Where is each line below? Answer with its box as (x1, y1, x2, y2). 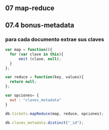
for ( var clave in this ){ (9, 52, 64, 57)
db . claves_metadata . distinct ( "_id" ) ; (5, 120, 84, 125)
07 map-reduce (5, 4, 55, 12)
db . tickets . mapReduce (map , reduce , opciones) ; (5, 111, 104, 116)
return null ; (9, 79, 37, 84)
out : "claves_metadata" (9, 97, 61, 103)
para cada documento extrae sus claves (5, 36, 104, 43)
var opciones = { (5, 93, 39, 98)
